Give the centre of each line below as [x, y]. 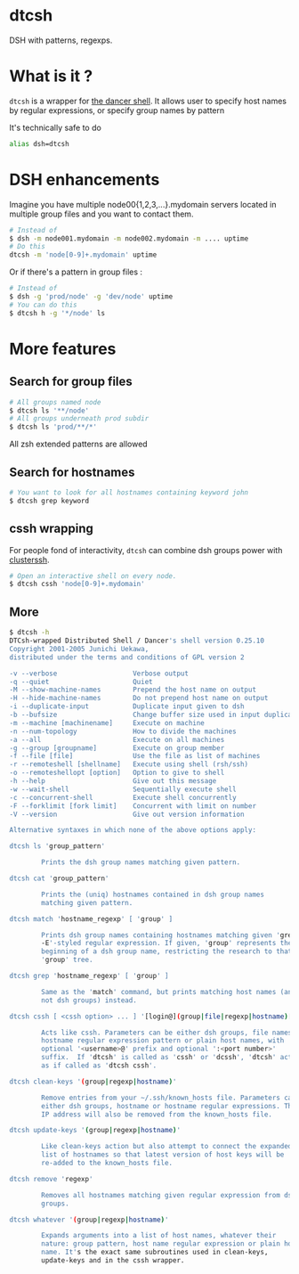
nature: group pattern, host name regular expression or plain [161, 1244]
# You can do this [43, 305]
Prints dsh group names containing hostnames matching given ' [161, 935]
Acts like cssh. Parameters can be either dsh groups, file [155, 1033]
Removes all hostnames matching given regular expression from [161, 1195]
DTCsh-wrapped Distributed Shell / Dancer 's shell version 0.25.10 [137, 641]
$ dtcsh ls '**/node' [49, 411]
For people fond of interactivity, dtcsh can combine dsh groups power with [146, 550]
